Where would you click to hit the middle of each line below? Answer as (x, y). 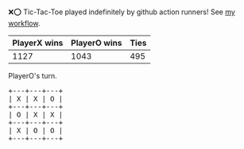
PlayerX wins (38, 43)
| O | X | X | (36, 115)
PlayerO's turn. (33, 76)
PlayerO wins (97, 43)
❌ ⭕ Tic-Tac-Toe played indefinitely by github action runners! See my (122, 12)
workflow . (24, 23)
